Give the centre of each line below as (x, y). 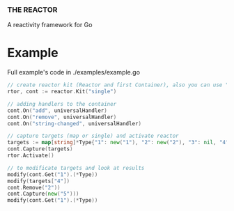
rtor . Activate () (31, 156)
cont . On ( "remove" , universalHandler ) (62, 117)
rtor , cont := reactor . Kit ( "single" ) (62, 92)
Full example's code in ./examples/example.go (74, 72)
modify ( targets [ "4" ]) (39, 181)
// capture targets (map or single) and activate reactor (93, 136)
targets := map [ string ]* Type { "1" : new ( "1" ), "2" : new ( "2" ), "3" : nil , (112, 143)
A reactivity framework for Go (50, 25)
